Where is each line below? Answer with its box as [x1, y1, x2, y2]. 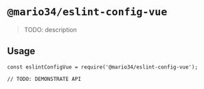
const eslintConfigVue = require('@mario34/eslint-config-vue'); [7, 64, 198, 71]
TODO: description [23, 25, 78, 34]
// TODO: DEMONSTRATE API [7, 75, 81, 82]
